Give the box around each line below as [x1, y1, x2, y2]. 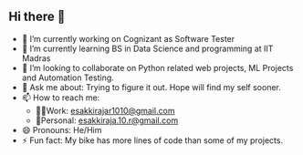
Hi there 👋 [8, 9, 66, 25]
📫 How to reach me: [21, 92, 100, 103]
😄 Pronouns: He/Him [21, 124, 102, 135]
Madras [21, 52, 51, 64]
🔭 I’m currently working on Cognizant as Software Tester [21, 33, 235, 44]
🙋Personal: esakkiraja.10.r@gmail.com [35, 115, 179, 126]
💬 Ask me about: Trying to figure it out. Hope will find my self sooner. [21, 81, 282, 92]
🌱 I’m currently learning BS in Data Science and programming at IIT [21, 43, 274, 54]
